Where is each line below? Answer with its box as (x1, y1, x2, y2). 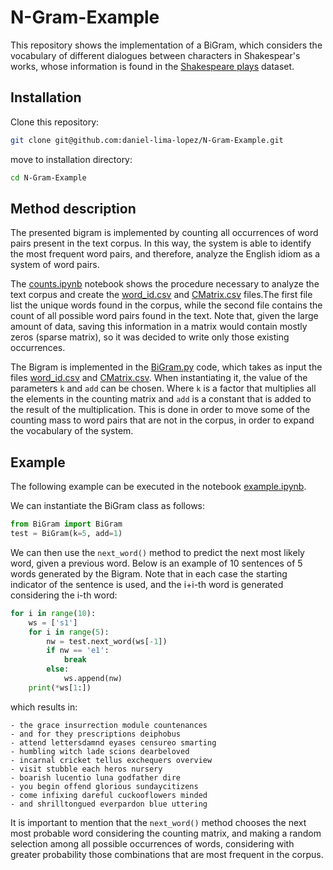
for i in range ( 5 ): (28, 627, 110, 637)
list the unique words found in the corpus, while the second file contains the (10, 299, 323, 311)
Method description (10, 200, 137, 217)
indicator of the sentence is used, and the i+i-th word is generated (10, 578, 284, 590)
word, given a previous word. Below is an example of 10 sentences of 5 (10, 557, 303, 569)
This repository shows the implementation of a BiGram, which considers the (10, 39, 323, 51)
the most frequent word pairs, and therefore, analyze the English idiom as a (10, 248, 321, 260)
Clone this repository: (10, 116, 100, 128)
